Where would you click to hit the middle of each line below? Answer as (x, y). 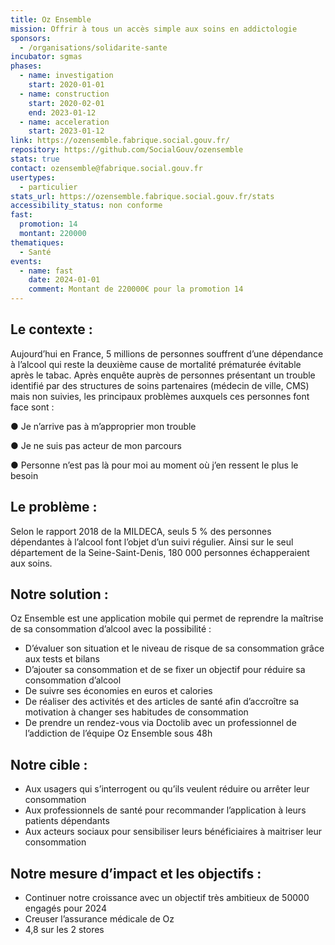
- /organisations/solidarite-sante (93, 47)
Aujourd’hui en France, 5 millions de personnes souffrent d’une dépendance (167, 353)
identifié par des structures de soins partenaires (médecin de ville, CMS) (160, 385)
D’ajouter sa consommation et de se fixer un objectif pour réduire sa (165, 670)
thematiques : (37, 242)
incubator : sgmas (46, 57)
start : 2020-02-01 (66, 103)
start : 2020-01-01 (66, 85)
